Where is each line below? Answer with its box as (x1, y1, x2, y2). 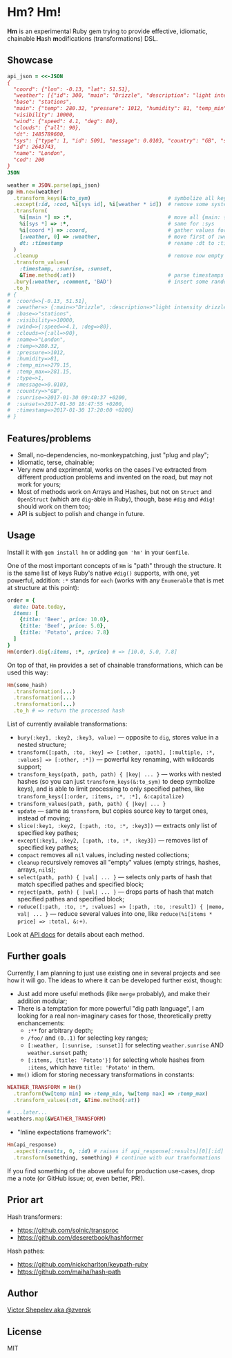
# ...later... (7, 1109, 48, 1116)
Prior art (7, 1194, 43, 1206)
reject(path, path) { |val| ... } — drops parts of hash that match (17, 888, 214, 896)
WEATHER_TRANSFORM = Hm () (7, 1083, 81, 1090)
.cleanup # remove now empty (13, 253, 224, 259)
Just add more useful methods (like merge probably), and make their (17, 989, 211, 998)
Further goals (7, 951, 67, 962)
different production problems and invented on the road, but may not (17, 472, 213, 481)
